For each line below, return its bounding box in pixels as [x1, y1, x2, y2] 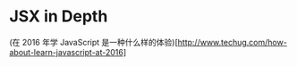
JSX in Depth [9, 6, 108, 27]
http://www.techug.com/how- [177, 37, 288, 47]
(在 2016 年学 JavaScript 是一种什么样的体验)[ [9, 37, 179, 47]
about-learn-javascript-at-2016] [9, 46, 127, 57]
